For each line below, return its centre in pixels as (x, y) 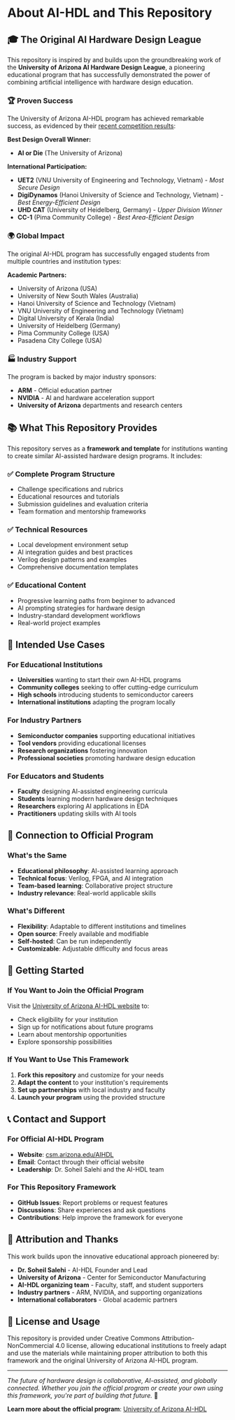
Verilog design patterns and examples (72, 560)
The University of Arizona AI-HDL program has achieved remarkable (106, 119)
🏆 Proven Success (40, 101)
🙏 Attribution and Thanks (63, 1240)
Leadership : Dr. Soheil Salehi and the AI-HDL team (91, 1169)
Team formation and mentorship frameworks (82, 511)
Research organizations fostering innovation (82, 751)
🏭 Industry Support (42, 359)
